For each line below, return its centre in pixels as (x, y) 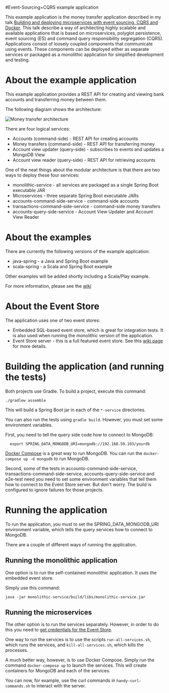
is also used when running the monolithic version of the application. (83, 335)
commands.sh (18, 686)
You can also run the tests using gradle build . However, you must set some (84, 419)
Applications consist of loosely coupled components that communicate (79, 44)
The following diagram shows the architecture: (53, 109)
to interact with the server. (59, 686)
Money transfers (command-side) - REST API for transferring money (83, 144)
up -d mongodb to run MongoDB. (57, 459)
